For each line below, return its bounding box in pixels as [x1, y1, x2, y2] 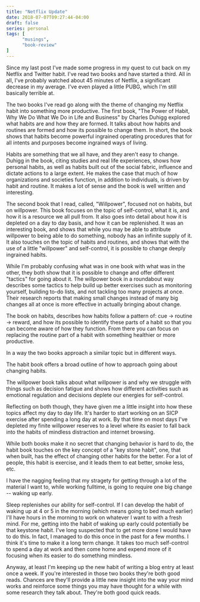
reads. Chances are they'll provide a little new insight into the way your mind [6, 576, 193, 583]
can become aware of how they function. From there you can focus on [6, 325, 179, 332]
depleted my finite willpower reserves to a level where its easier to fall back [6, 422, 190, 429]
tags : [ [6, 31, 26, 37]
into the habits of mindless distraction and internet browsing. [6, 428, 155, 435]
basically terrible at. [6, 89, 55, 96]
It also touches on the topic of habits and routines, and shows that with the [6, 238, 189, 245]
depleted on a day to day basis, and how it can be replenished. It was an [6, 219, 183, 226]
